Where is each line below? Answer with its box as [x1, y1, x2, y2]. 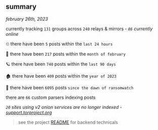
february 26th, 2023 [6, 16, 48, 22]
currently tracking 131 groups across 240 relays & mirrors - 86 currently [6, 26, 153, 32]
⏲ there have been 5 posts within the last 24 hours [6, 41, 113, 47]
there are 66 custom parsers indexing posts [6, 94, 96, 100]
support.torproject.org [6, 109, 52, 115]
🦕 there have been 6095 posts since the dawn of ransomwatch [6, 84, 134, 91]
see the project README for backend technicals [18, 119, 118, 125]
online [6, 31, 19, 37]
